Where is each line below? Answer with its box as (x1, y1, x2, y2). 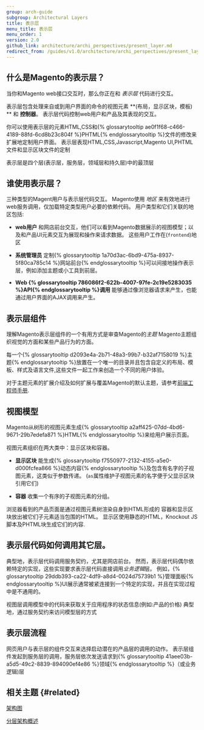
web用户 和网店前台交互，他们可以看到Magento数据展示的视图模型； (15, 223, 188, 231)
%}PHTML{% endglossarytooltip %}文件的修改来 (73, 131, 197, 138)
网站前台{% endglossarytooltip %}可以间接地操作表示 (59, 259, 194, 267)
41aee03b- (165, 652, 193, 660)
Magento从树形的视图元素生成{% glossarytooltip (6, 423, 128, 431)
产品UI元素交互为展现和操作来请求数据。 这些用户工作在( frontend (25, 231, 190, 239)
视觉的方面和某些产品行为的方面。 (11, 338, 97, 346)
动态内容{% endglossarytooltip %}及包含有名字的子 (60, 465, 189, 471)
